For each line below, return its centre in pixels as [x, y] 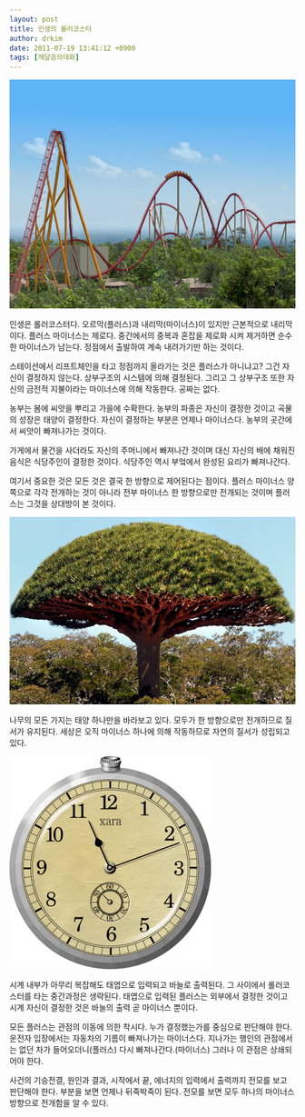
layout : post [34, 19]
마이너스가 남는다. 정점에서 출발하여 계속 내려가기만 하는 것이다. [132, 347]
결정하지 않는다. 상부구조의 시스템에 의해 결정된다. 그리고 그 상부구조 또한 [156, 378]
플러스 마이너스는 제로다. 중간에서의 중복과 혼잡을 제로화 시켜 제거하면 [152, 335]
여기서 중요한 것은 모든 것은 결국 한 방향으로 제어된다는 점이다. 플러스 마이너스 [148, 481]
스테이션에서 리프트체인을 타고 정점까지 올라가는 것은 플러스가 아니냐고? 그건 [145, 366]
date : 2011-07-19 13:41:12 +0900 [73, 48]
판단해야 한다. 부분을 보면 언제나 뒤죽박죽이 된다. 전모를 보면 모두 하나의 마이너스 [152, 1092]
